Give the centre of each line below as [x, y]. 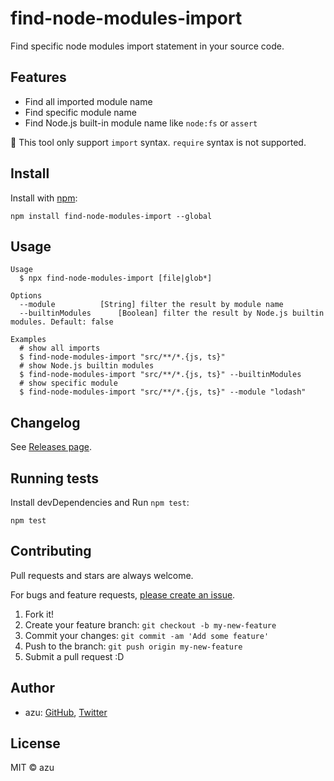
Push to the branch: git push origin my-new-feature [133, 646]
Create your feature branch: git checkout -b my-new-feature [150, 624]
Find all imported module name [88, 101]
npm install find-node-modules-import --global [111, 216]
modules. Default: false [62, 322]
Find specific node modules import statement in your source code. [147, 46]
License [35, 743]
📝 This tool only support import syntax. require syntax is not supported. [158, 142]
